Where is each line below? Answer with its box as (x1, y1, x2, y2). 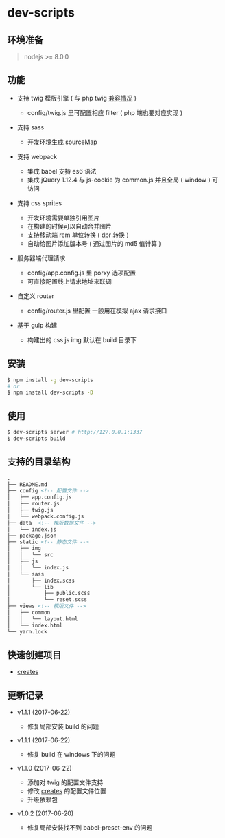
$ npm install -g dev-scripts (7, 377, 94, 384)
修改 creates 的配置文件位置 (27, 787, 106, 795)
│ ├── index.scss (7, 577, 75, 584)
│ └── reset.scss (7, 596, 88, 603)
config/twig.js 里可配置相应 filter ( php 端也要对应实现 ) (27, 108, 183, 116)
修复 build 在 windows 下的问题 (27, 751, 116, 759)
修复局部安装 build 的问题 (27, 722, 99, 731)
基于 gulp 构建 (16, 321, 58, 329)
